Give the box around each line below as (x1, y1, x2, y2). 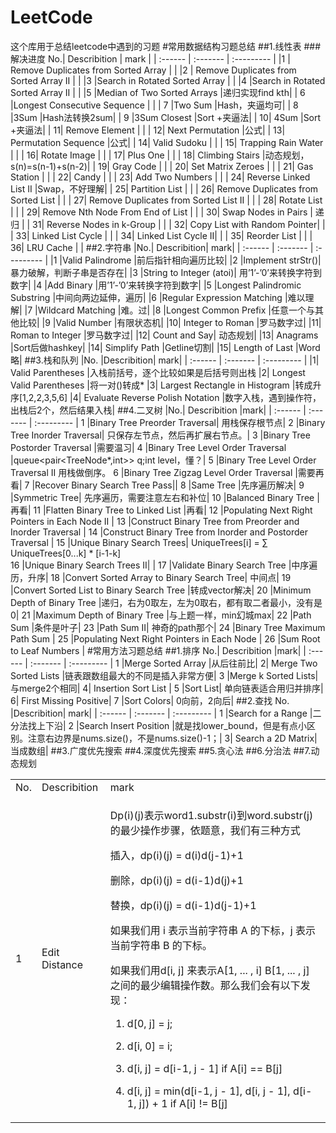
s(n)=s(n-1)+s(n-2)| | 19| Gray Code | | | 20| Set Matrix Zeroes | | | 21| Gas (10, 160, 314, 172)
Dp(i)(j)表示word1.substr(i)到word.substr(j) (109, 808, 314, 822)
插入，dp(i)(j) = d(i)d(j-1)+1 (109, 848, 244, 862)
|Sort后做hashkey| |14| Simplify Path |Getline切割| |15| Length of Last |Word (10, 341, 321, 353)
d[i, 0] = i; (126, 1039, 173, 1053)
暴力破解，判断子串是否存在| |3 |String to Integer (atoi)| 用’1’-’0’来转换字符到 (10, 266, 322, 278)
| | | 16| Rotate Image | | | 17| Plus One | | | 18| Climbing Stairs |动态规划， (10, 149, 310, 161)
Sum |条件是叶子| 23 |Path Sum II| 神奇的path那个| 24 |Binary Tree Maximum (10, 621, 326, 633)
